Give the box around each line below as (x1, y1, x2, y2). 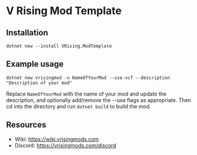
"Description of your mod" (6, 80, 73, 86)
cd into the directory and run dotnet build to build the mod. (6, 103, 152, 110)
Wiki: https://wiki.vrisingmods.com (14, 136, 99, 143)
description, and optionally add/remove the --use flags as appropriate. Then (6, 96, 192, 104)
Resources (6, 120, 47, 130)
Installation (6, 28, 48, 38)
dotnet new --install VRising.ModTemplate (6, 43, 112, 49)
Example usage (6, 59, 64, 69)
